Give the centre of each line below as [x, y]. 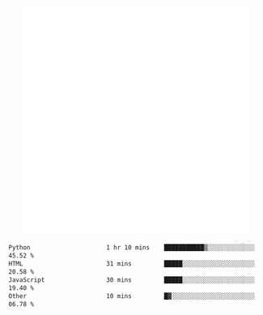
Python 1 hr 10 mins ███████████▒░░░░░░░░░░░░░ [131, 248]
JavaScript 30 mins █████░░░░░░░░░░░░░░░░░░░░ [131, 280]
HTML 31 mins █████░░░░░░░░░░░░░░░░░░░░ [131, 264]
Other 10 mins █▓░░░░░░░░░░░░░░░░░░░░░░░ [131, 296]
